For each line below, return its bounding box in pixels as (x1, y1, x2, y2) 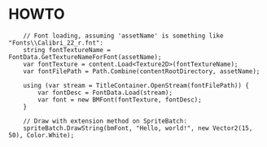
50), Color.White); (8, 131, 75, 139)
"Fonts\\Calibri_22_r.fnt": (8, 38, 104, 47)
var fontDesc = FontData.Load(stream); (37, 89, 173, 97)
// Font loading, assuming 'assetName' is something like (23, 32, 224, 40)
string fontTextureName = (23, 45, 112, 54)
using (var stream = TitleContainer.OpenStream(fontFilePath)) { (23, 81, 250, 89)
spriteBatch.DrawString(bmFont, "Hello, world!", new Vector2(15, (23, 123, 253, 132)
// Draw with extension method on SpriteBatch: (23, 117, 187, 125)
